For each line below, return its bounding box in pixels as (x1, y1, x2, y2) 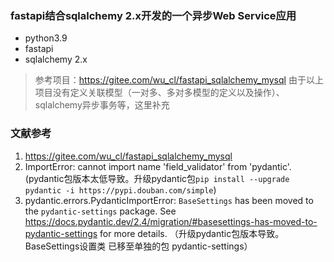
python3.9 (24, 32, 68, 44)
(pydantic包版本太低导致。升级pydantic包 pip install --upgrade (24, 172, 290, 184)
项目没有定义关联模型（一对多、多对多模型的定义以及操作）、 (34, 87, 285, 99)
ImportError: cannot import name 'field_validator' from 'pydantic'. (24, 160, 292, 172)
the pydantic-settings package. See (24, 205, 177, 217)
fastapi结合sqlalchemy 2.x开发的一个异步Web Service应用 (10, 8, 297, 22)
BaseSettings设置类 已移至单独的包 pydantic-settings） (24, 240, 253, 252)
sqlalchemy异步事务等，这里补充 (34, 99, 170, 111)
